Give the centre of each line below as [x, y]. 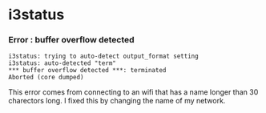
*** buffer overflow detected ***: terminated [87, 71]
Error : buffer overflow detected [71, 40]
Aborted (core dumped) [46, 78]
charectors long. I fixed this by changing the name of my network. [117, 101]
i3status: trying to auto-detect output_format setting [103, 56]
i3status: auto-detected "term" [62, 63]
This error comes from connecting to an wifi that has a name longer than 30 [133, 92]
